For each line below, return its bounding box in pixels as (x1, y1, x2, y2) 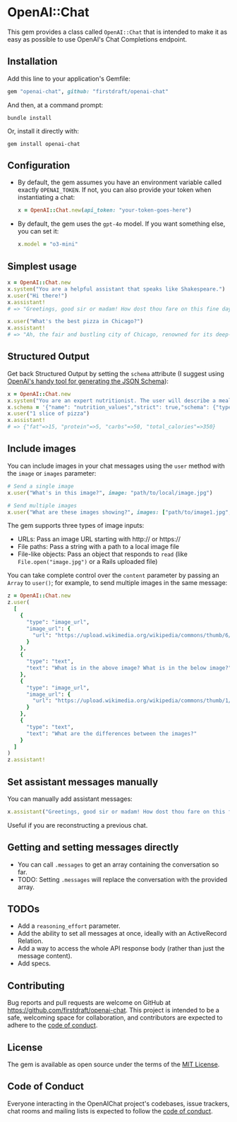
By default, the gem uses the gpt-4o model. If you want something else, (17, 219, 226, 228)
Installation (7, 56, 58, 68)
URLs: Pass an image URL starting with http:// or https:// (17, 535, 181, 543)
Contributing (7, 979, 65, 991)
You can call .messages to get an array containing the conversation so (17, 860, 219, 869)
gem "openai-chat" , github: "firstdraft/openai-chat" (7, 88, 169, 95)
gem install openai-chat (7, 140, 80, 147)
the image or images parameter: (7, 469, 97, 477)
